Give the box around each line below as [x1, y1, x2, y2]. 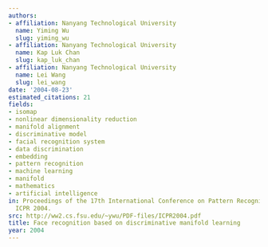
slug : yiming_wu [15, 33, 69, 42]
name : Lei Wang [15, 71, 66, 79]
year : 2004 [8, 226, 45, 235]
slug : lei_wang [15, 78, 66, 86]
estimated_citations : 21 [8, 93, 91, 101]
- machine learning [8, 167, 73, 175]
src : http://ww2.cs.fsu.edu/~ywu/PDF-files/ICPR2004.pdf [8, 212, 202, 220]
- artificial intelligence [8, 189, 98, 198]
